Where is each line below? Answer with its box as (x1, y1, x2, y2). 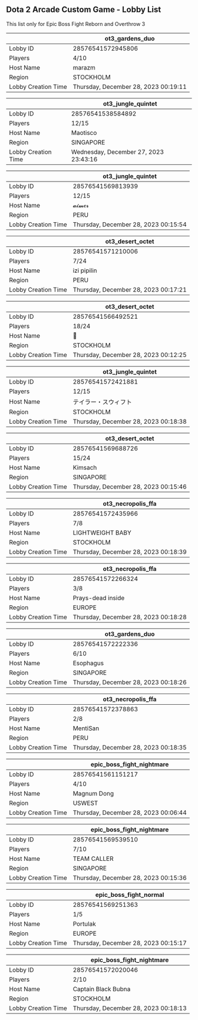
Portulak (72, 919, 96, 927)
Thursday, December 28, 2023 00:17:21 (72, 285, 187, 293)
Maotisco (71, 128, 97, 137)
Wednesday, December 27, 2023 (71, 147, 164, 156)
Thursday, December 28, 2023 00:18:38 (72, 417, 187, 425)
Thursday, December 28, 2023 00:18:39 (72, 547, 187, 556)
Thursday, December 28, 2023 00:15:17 (72, 939, 187, 947)
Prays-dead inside (72, 593, 125, 602)
